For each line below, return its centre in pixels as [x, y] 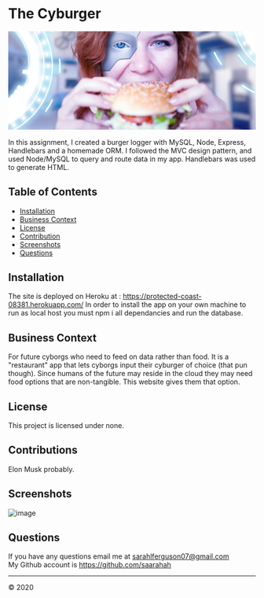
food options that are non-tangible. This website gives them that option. [124, 382]
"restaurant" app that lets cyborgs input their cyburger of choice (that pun [128, 365]
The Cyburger [55, 14]
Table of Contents [53, 192]
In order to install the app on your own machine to [166, 305]
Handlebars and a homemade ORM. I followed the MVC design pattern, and [130, 150]
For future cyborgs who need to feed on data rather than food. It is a [119, 357]
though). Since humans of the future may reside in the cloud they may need [130, 374]
